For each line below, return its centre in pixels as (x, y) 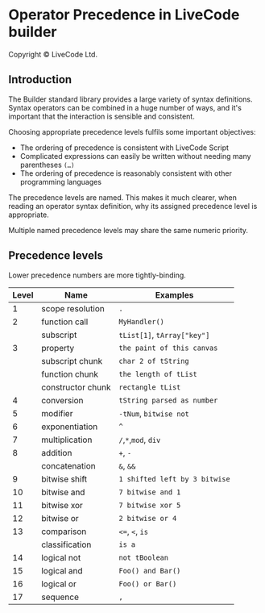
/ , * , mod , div (140, 440)
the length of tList (158, 374)
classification (66, 544)
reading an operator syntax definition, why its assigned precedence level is (133, 206)
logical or (59, 584)
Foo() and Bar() (150, 571)
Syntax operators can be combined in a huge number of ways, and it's (125, 107)
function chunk (70, 374)
